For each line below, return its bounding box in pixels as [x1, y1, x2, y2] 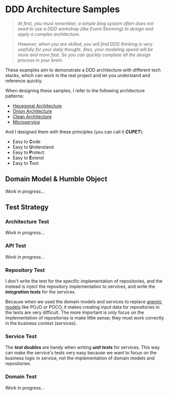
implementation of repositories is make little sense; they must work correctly [5, 315, 164, 321]
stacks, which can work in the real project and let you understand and [5, 72, 150, 78]
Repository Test [5, 266, 45, 273]
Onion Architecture [12, 108, 52, 114]
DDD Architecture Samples [5, 4, 120, 15]
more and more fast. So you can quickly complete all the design [17, 52, 151, 58]
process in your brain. [17, 57, 64, 63]
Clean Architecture [12, 113, 52, 120]
